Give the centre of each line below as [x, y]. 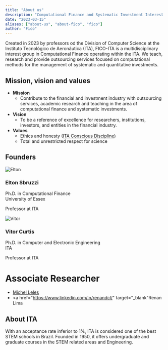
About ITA [21, 319]
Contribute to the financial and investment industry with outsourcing [91, 98]
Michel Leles [26, 292]
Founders [21, 157]
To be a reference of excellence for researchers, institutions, [83, 120]
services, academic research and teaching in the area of [79, 103]
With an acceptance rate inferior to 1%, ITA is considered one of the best [81, 331]
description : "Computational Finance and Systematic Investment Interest [85, 15]
